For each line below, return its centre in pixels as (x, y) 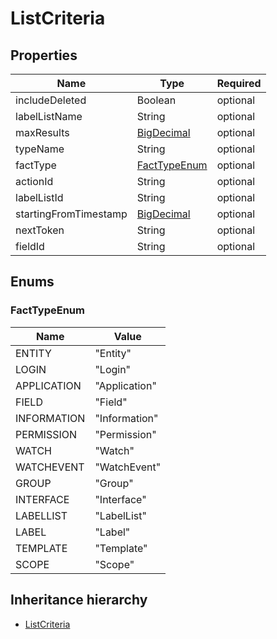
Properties (44, 55)
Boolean (156, 100)
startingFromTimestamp (71, 214)
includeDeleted (51, 100)
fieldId (30, 246)
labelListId (39, 197)
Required (239, 83)
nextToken (40, 230)
